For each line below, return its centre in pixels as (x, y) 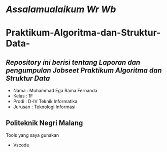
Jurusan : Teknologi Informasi (44, 107)
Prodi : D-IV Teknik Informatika (45, 102)
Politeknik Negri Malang (44, 123)
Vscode (21, 145)
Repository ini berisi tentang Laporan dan (73, 62)
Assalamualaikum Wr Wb (61, 9)
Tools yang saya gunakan (32, 135)
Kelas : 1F (23, 96)
